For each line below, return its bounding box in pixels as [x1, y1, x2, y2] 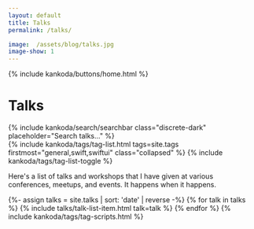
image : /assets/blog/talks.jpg [8, 40, 114, 48]
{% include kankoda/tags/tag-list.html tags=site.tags [8, 139, 179, 150]
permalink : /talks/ [8, 26, 72, 34]
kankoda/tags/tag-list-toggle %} [8, 157, 113, 166]
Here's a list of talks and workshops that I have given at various [8, 172, 214, 181]
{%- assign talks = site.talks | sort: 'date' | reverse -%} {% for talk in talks [8, 195, 246, 205]
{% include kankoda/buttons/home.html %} [8, 69, 149, 79]
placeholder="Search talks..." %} [8, 131, 116, 141]
